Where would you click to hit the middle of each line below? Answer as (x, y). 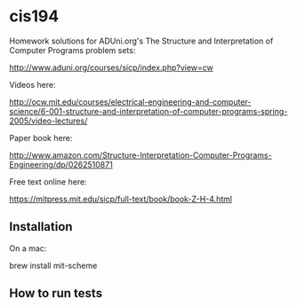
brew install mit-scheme (53, 265)
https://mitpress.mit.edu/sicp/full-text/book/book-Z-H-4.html (121, 199)
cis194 (34, 16)
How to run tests (56, 293)
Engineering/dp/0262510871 (61, 164)
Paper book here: (41, 138)
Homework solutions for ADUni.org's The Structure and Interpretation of (141, 41)
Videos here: (32, 84)
